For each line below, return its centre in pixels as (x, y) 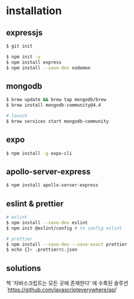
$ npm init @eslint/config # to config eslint (64, 228)
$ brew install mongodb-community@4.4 (53, 105)
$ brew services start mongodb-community (58, 121)
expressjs (24, 33)
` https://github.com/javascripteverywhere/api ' (62, 290)
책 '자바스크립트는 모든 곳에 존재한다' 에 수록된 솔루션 (67, 283)
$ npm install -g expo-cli (39, 153)
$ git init (19, 46)
